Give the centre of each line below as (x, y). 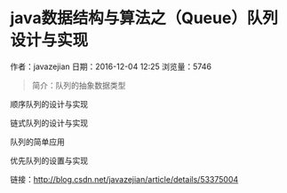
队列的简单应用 (37, 142)
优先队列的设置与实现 (49, 160)
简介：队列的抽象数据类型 (79, 85)
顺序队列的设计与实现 (49, 104)
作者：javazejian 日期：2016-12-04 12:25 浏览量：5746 (111, 66)
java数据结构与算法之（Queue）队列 (144, 18)
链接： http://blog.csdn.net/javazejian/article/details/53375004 (124, 179)
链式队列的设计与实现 (49, 123)
